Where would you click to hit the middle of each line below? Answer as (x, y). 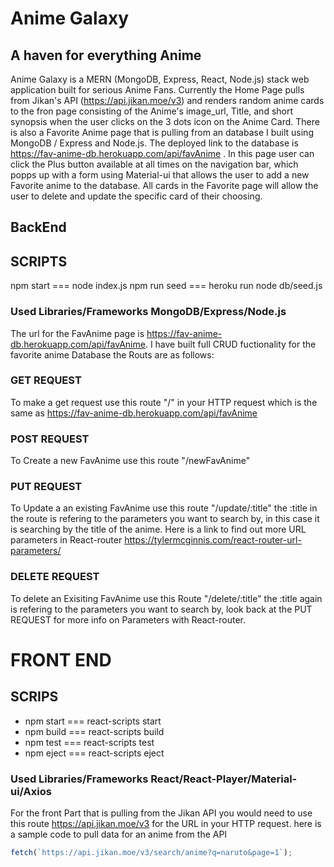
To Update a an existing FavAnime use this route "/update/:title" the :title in (164, 508)
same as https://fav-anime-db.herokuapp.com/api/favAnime (134, 413)
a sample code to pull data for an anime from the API (119, 834)
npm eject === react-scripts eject (94, 753)
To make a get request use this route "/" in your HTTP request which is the (164, 402)
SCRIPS (34, 697)
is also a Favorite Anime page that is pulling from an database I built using (162, 132)
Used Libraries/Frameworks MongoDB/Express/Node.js (148, 312)
